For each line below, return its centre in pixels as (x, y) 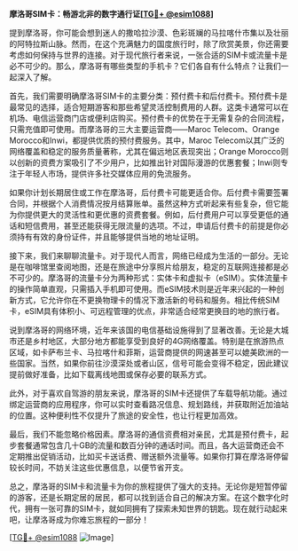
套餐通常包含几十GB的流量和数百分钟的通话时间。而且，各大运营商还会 (146, 445)
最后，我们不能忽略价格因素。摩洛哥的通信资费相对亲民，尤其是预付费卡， (145, 434)
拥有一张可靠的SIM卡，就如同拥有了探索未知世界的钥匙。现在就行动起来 (156, 508)
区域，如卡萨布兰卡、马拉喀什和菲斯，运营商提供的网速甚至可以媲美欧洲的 (145, 352)
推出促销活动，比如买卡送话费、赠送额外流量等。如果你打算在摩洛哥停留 (157, 457)
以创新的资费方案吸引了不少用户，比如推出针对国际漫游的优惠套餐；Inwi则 (145, 162)
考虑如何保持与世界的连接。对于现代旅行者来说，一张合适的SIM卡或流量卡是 (149, 55)
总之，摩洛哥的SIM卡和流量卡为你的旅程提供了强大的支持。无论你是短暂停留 (149, 486)
